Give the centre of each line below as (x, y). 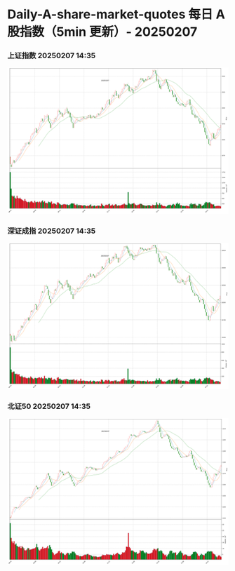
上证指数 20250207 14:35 (52, 55)
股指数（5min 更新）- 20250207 (102, 32)
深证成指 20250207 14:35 (52, 231)
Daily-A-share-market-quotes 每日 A (116, 14)
